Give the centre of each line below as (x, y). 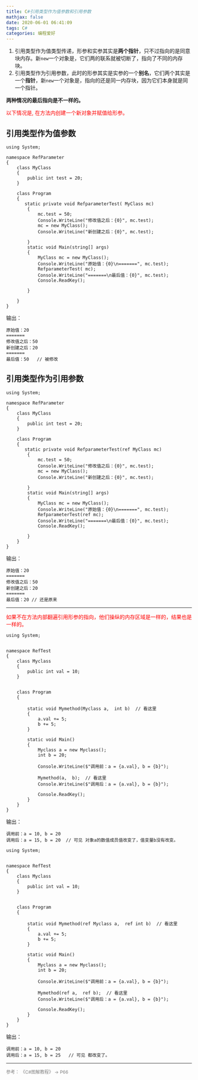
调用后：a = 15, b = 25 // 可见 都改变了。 (58, 1055)
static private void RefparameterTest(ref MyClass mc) (93, 449)
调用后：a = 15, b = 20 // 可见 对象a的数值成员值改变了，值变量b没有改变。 (92, 840)
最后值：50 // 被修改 (32, 359)
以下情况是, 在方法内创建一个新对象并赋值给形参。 (67, 113)
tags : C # (17, 28)
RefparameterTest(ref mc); (71, 514)
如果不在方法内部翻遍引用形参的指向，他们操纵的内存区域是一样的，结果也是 (99, 617)
